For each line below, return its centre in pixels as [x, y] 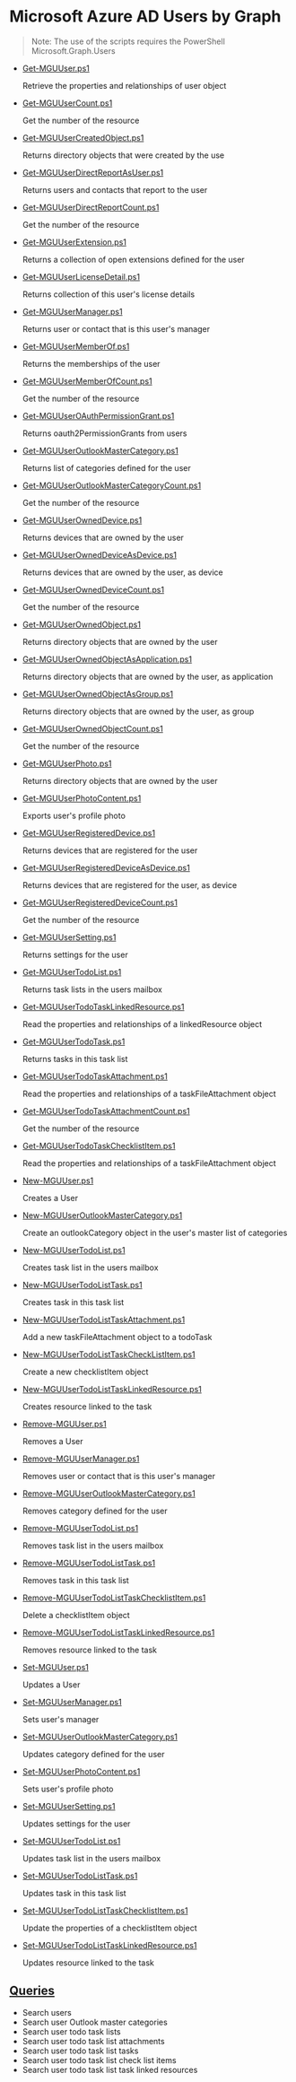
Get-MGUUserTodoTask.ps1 [74, 1041]
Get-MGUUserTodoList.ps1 [72, 971]
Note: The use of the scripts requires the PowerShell [128, 41]
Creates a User [50, 1198]
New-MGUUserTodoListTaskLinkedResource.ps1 [112, 1389]
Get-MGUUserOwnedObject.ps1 [82, 624]
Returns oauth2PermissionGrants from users [104, 433]
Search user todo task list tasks [80, 2051]
